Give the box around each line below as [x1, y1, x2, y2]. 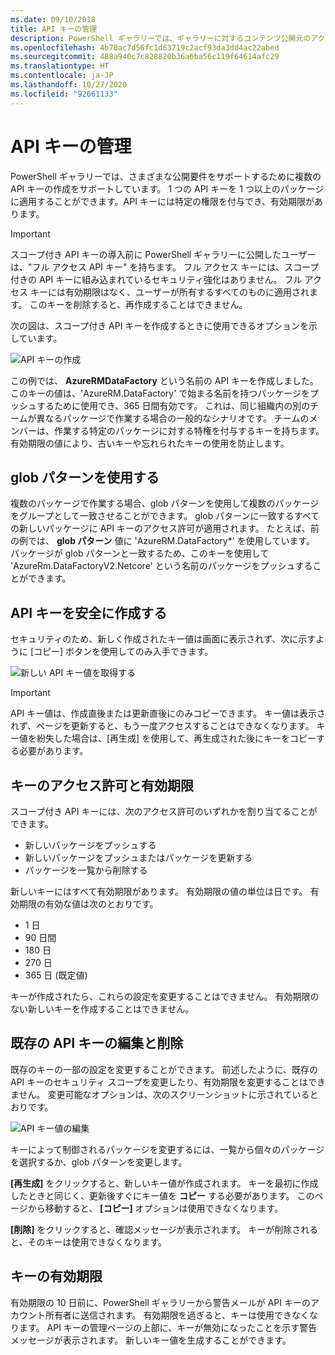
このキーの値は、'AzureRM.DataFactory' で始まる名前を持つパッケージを [10, 387, 311, 399]
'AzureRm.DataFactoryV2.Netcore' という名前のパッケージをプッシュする [10, 560, 313, 572]
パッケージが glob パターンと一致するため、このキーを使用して [10, 547, 270, 560]
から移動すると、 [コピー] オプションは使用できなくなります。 [27, 1202, 284, 1214]
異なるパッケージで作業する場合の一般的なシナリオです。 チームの [36, 412, 310, 424]
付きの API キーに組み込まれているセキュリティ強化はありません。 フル [10, 273, 303, 285]
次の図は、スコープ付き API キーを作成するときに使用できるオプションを [10, 319, 310, 331]
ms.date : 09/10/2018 [10, 14, 97, 25]
